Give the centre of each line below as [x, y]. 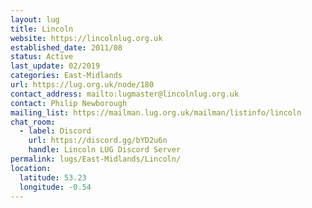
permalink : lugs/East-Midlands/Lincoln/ [96, 159]
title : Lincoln [42, 29]
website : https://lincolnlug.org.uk [86, 38]
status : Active [42, 57]
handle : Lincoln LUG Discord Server [105, 150]
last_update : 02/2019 [55, 66]
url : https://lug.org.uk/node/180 [82, 85]
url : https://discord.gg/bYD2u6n [98, 141]
